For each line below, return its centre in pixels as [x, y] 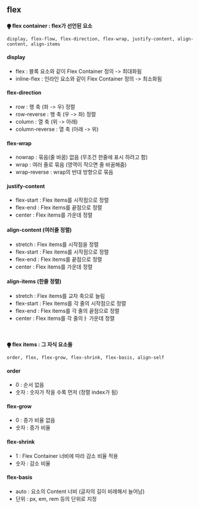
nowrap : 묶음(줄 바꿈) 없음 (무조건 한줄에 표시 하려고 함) [81, 157]
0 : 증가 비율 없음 [35, 420]
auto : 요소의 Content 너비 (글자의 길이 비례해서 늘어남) [80, 491]
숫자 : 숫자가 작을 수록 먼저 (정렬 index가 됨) [67, 392]
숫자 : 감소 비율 [33, 463]
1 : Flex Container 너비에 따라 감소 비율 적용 [67, 455]
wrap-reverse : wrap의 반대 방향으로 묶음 [64, 172]
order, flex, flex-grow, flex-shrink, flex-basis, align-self [85, 358]
